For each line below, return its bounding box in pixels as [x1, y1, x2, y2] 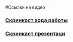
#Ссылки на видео [5, 4, 45, 10]
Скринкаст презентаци [5, 30, 65, 37]
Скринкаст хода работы [5, 16, 68, 23]
